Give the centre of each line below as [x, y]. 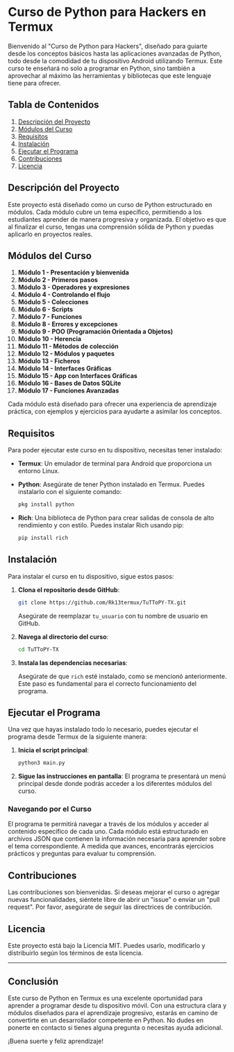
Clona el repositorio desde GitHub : [69, 590]
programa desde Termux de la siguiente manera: [77, 737]
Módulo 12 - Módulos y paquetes [66, 354]
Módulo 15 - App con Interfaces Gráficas [77, 376]
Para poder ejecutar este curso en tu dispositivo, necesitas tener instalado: [115, 450]
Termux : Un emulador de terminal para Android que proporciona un [115, 463]
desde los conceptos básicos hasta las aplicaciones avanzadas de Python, [115, 54]
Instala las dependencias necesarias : [73, 663]
